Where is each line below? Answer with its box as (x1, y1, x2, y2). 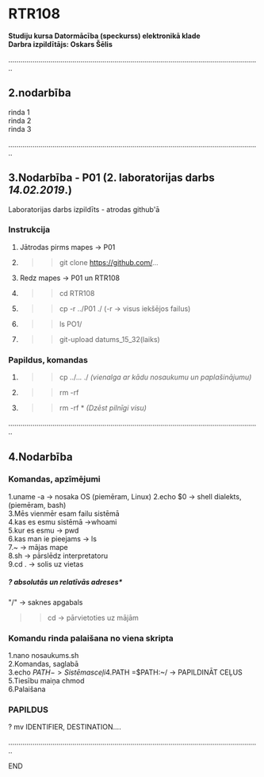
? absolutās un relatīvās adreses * (8, 577, 123, 587)
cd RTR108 (59, 288, 95, 298)
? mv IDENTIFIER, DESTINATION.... (8, 722, 121, 732)
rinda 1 (8, 107, 30, 117)
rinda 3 (8, 124, 32, 133)
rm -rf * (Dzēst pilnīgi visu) (59, 403, 147, 413)
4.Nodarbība (8, 450, 73, 464)
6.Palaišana (8, 684, 46, 694)
